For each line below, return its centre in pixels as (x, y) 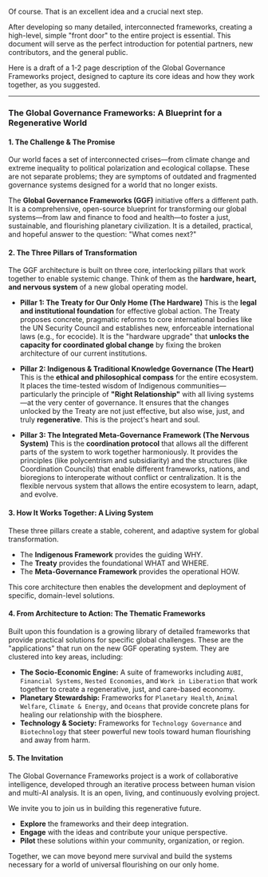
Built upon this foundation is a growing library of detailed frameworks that (129, 631)
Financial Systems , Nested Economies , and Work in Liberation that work (138, 680)
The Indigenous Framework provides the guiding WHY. (111, 554)
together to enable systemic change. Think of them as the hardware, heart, (132, 279)
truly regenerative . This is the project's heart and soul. (110, 420)
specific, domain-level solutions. (62, 595)
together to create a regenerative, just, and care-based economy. (127, 689)
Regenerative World (48, 123)
